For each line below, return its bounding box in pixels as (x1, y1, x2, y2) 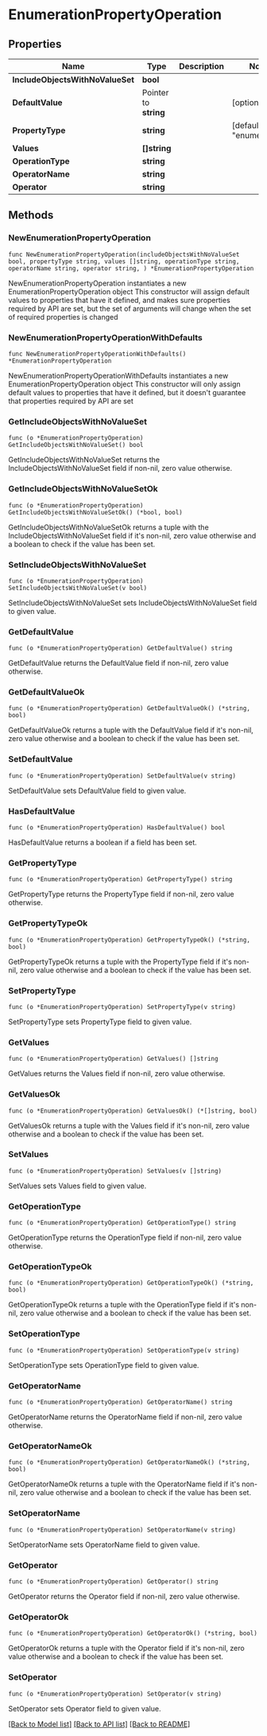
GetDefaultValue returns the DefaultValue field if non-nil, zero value (8, 658, 229, 668)
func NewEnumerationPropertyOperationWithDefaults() (8, 350, 187, 358)
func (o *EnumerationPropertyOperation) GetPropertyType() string (8, 876, 233, 884)
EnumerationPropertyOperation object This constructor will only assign (8, 379, 241, 389)
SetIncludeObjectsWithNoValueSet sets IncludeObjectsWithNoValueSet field (8, 598, 257, 608)
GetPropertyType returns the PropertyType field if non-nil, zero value (8, 889, 234, 899)
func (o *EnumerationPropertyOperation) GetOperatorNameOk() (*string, (8, 1458, 250, 1466)
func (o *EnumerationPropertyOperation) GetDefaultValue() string (8, 644, 233, 653)
